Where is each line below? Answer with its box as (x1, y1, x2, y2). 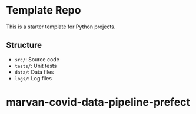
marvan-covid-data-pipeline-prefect (6, 95, 190, 109)
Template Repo (6, 4, 81, 17)
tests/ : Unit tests (14, 62, 57, 69)
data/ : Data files (14, 69, 54, 76)
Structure (6, 40, 42, 50)
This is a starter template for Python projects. (6, 23, 116, 30)
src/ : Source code (14, 56, 60, 63)
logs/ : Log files (14, 74, 52, 82)
